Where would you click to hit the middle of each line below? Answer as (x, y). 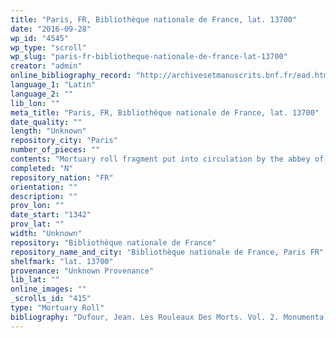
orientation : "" (44, 187)
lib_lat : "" (35, 280)
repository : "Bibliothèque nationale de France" (113, 242)
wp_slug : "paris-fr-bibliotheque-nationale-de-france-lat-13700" (149, 57)
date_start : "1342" (51, 215)
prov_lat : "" (37, 224)
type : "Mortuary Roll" (57, 308)
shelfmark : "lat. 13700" (62, 261)
